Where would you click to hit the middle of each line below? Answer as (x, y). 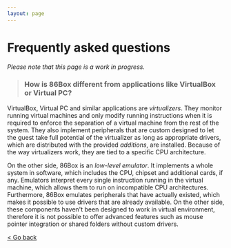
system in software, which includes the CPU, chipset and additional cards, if (115, 172)
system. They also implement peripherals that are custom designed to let (111, 130)
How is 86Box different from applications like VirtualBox (120, 85)
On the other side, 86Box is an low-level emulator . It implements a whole (110, 165)
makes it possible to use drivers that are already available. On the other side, (116, 202)
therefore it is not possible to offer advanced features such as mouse (105, 216)
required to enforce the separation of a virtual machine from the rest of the (113, 123)
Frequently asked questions (89, 47)
